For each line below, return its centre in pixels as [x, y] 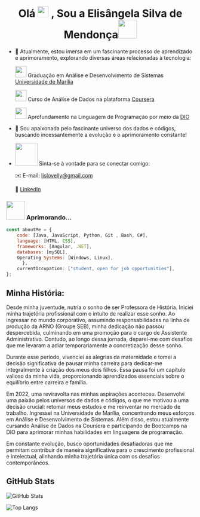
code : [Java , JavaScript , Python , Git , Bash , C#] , [82, 235]
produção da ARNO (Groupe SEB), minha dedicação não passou [85, 326]
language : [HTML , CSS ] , [47, 241]
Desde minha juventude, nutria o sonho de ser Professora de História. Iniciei [100, 307]
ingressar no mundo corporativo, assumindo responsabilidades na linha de [98, 320]
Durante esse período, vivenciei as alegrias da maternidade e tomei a [91, 357]
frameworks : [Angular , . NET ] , [55, 246]
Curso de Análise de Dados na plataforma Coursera [91, 99]
